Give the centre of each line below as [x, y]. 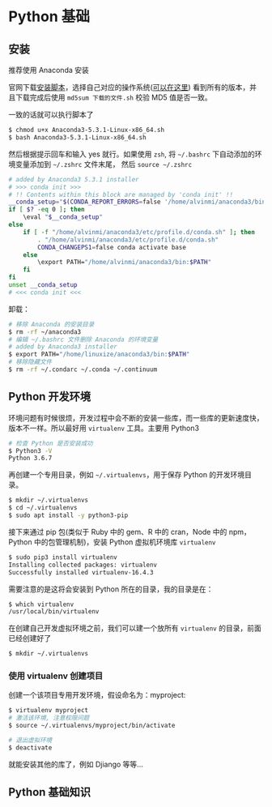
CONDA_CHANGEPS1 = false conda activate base [112, 247]
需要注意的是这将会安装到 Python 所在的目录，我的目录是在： [111, 589]
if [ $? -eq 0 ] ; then [47, 210]
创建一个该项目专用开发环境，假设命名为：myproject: [97, 695]
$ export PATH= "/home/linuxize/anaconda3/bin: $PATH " [99, 354]
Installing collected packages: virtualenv [83, 565]
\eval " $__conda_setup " [63, 217]
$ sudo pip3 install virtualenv [63, 557]
